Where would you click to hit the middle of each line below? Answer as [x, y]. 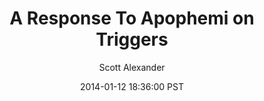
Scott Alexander [132, 67]
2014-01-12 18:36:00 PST [132, 86]
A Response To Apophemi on [132, 18]
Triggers [132, 39]
